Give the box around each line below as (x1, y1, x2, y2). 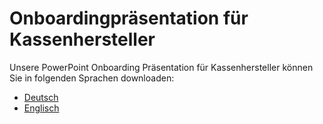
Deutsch (23, 91, 59, 103)
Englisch (23, 102, 60, 114)
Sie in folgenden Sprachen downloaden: (9, 72, 175, 84)
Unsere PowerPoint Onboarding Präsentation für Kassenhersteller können (9, 61, 314, 73)
